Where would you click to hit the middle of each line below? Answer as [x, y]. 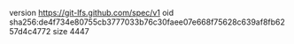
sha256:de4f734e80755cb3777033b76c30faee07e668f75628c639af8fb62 [147, 22]
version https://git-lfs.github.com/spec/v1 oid [92, 13]
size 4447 [71, 31]
